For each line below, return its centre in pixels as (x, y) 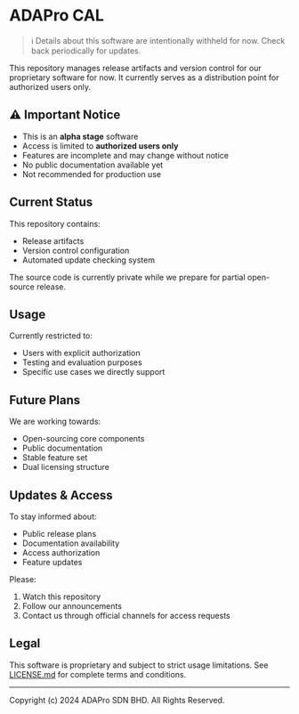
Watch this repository (61, 596)
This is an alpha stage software (80, 136)
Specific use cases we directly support (93, 372)
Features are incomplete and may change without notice (125, 155)
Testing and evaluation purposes (82, 362)
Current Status (51, 203)
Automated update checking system (89, 260)
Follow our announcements (72, 606)
